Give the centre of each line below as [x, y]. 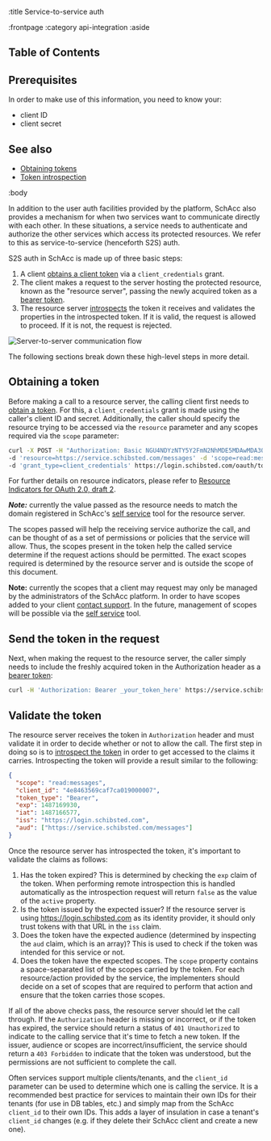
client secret [41, 123]
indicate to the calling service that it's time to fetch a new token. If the [124, 1036]
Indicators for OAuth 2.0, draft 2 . [62, 489]
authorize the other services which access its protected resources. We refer [135, 234]
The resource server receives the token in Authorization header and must [131, 734]
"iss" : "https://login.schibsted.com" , [83, 821]
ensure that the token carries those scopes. [92, 995]
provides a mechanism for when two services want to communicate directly [134, 217]
